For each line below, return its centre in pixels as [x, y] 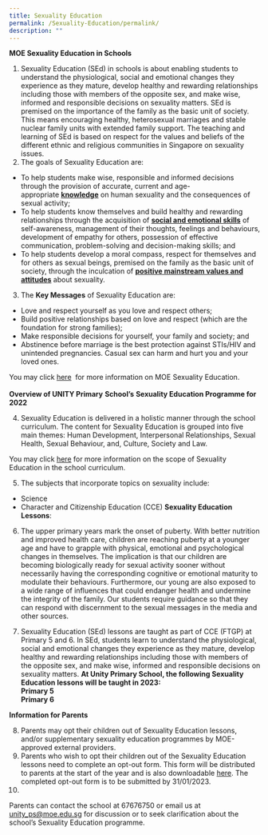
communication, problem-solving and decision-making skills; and [128, 246]
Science [34, 499]
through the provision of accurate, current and [97, 186]
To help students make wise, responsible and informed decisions [127, 178]
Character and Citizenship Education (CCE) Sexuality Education [126, 507]
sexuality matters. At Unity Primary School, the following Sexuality [132, 674]
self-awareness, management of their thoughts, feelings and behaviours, [140, 229]
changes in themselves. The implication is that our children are [124, 557]
